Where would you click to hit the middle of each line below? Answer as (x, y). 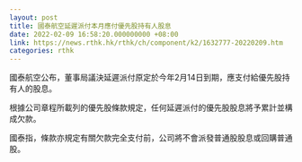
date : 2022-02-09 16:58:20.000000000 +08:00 (94, 34)
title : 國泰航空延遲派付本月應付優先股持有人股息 (90, 26)
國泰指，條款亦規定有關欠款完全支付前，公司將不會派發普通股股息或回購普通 (151, 138)
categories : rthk (42, 51)
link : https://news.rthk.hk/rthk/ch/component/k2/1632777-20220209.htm (146, 43)
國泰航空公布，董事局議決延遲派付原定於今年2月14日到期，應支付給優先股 (146, 78)
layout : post (34, 17)
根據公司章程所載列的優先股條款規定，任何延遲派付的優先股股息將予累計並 (147, 107)
